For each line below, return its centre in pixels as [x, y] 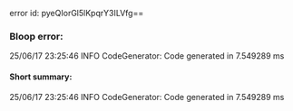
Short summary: [41, 77]
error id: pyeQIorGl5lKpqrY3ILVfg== [77, 13]
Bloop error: [36, 36]
